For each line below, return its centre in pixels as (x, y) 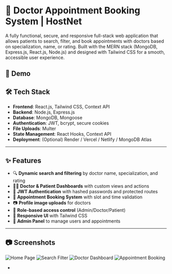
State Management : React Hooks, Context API (62, 134)
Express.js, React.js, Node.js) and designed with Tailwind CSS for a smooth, (85, 52)
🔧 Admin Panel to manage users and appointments (67, 221)
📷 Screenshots (30, 243)
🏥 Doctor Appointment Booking (73, 11)
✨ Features (23, 161)
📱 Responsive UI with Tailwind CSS (50, 215)
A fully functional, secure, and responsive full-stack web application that (82, 35)
